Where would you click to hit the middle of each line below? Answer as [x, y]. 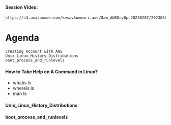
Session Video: [22, 7]
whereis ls [23, 88]
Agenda [22, 38]
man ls [20, 93]
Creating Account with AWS [34, 52]
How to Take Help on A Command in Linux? [52, 72]
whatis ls [22, 83]
